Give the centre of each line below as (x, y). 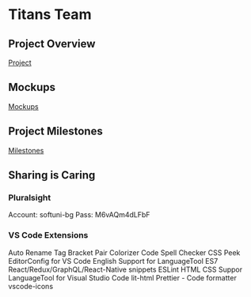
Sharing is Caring (52, 175)
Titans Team (50, 15)
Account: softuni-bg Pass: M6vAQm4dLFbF (79, 215)
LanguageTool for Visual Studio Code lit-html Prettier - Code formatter (123, 277)
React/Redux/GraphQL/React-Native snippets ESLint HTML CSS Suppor (125, 269)
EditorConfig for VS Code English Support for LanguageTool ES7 (113, 261)
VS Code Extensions (48, 235)
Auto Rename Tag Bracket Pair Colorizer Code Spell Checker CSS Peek (124, 252)
